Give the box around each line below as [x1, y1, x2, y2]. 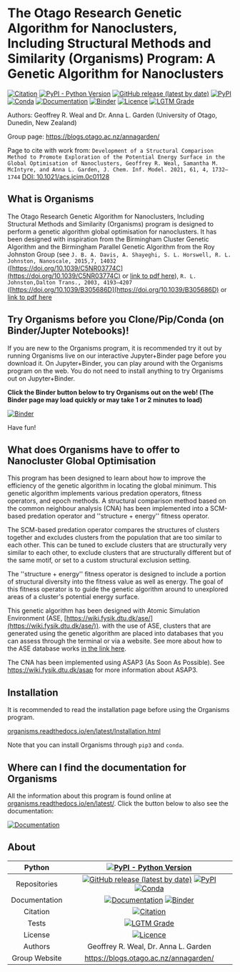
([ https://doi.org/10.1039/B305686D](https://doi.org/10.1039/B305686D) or [7, 285, 227, 294]
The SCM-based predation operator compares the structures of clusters [7, 526, 220, 534]
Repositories [15, 878, 59, 888]
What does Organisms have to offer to [7, 444, 180, 456]
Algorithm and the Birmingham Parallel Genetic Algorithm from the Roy [7, 242, 215, 251]
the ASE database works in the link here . [7, 644, 126, 653]
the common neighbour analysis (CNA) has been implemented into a [7, 504, 209, 513]
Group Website [11, 953, 62, 963]
